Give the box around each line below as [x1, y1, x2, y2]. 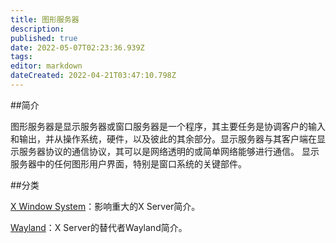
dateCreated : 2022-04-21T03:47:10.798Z [10, 71, 177, 81]
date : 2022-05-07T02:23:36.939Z [10, 42, 145, 53]
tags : [10, 52, 33, 62]
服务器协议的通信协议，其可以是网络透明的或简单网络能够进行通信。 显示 [18, 145, 320, 157]
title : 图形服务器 [10, 14, 80, 25]
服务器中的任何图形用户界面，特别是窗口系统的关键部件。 [10, 157, 247, 170]
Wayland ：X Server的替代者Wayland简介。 [10, 221, 188, 233]
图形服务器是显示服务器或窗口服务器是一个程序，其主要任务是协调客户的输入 [10, 120, 326, 132]
